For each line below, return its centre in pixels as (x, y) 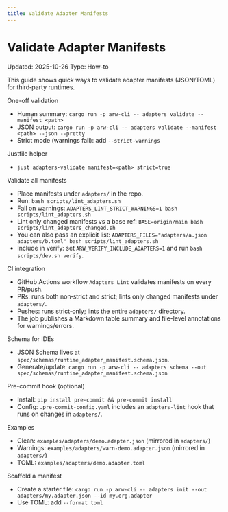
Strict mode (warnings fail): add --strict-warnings (89, 140)
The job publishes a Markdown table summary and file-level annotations (119, 318)
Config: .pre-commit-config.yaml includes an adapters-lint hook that (115, 406)
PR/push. (30, 289)
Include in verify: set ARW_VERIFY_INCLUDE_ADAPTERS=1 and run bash (110, 248)
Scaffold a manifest (35, 476)
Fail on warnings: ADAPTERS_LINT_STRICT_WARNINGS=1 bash (97, 208)
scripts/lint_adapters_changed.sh (66, 228)
